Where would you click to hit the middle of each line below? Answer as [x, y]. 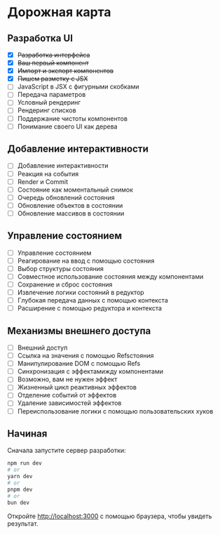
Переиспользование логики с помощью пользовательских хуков [115, 411]
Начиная [27, 434]
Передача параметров [51, 95]
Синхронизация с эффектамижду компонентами [90, 371]
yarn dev [20, 477]
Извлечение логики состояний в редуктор [81, 292]
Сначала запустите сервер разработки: [67, 451]
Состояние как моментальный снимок [75, 190]
